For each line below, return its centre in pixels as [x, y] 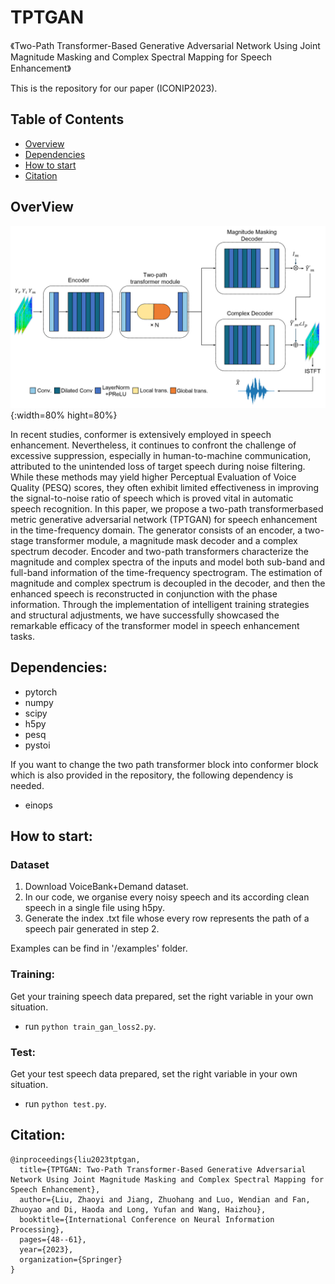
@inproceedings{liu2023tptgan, [75, 1159]
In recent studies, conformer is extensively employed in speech [141, 434]
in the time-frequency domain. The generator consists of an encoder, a [156, 530]
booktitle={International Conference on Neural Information [147, 1219]
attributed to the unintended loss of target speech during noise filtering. [158, 466]
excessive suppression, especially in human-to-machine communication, [161, 455]
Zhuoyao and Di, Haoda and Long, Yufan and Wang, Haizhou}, [138, 1209]
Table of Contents [67, 119]
